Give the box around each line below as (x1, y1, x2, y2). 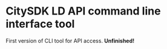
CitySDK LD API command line (5, 4, 161, 18)
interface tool (5, 17, 75, 31)
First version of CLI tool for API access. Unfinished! (5, 37, 135, 44)
